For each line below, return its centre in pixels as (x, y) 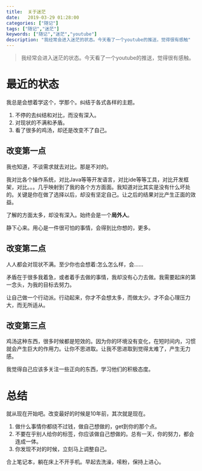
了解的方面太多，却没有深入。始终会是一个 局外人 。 (69, 215)
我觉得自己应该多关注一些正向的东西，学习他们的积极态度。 (80, 369)
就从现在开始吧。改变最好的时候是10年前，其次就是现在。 (78, 414)
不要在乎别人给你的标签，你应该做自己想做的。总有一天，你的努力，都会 (104, 434)
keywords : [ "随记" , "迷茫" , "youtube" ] (52, 34)
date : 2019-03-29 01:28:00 (43, 17)
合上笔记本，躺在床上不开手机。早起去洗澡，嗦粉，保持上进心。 (85, 462)
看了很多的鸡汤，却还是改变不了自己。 (62, 130)
